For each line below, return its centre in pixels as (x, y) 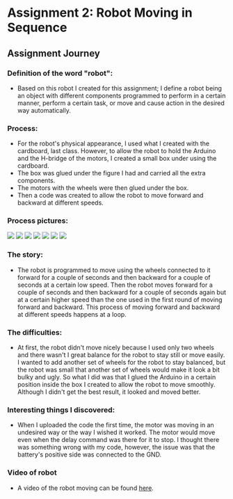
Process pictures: (38, 221)
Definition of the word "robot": (60, 73)
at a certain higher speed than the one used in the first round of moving (120, 299)
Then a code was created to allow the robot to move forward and (110, 196)
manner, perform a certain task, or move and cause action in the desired (121, 103)
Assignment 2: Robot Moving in (100, 13)
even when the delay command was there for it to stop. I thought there (118, 440)
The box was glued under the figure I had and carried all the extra (111, 173)
